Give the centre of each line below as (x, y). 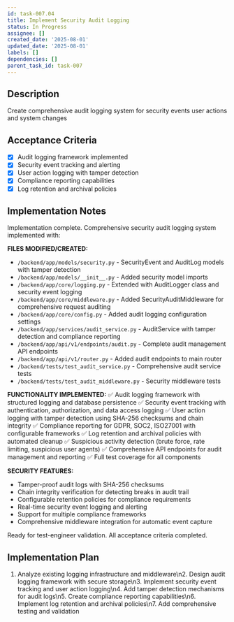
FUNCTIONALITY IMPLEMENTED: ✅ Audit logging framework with (104, 395)
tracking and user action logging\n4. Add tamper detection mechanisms (121, 589)
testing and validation (48, 612)
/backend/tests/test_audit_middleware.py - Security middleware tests (119, 381)
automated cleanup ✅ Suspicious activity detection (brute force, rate (106, 442)
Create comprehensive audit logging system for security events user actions (117, 111)
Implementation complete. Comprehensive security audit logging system (112, 228)
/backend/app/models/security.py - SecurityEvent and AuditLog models (121, 262)
